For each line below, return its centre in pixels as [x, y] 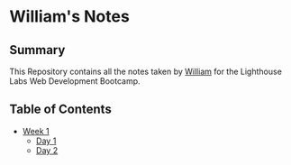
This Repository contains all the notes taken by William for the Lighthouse [145, 71]
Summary [37, 50]
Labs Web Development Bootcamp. [75, 81]
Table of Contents [61, 110]
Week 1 [36, 131]
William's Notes [70, 17]
